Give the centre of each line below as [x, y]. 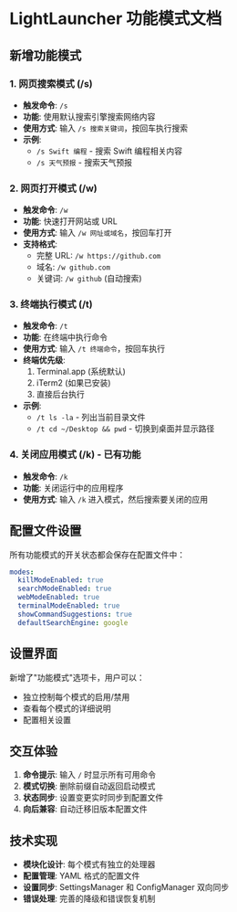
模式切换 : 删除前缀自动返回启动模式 [89, 786]
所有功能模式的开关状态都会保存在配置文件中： [97, 555]
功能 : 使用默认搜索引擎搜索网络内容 [89, 116]
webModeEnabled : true [59, 598]
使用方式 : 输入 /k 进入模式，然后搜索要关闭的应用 [115, 499]
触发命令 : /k [45, 476]
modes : [22, 572]
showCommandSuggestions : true [75, 614]
